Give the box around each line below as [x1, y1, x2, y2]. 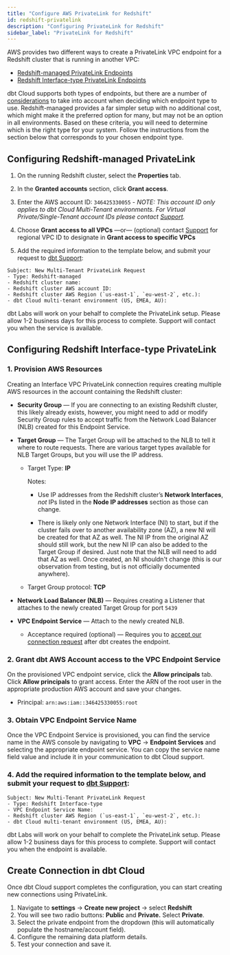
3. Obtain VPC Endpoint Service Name [7, 715, 137, 725]
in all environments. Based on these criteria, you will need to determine [7, 118, 208, 127]
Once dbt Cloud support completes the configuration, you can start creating [7, 883, 222, 891]
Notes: [27, 477, 47, 485]
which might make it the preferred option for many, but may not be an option [7, 111, 223, 120]
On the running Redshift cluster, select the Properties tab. [16, 171, 181, 179]
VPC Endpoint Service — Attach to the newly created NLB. [16, 617, 185, 625]
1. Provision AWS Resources [7, 364, 103, 374]
